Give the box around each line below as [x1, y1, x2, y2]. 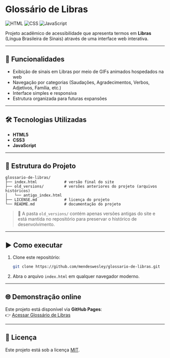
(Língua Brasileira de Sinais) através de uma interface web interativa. [5, 35, 149, 42]
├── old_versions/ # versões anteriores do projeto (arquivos [5, 184, 157, 189]
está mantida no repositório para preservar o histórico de [17, 216, 137, 222]
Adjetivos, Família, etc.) [12, 85, 62, 91]
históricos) [5, 189, 30, 194]
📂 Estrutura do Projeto [5, 161, 76, 170]
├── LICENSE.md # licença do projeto [5, 197, 110, 202]
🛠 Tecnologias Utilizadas [5, 116, 87, 124]
